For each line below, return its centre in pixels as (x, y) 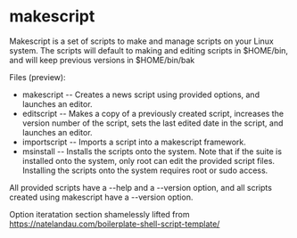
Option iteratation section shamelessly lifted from (99, 214)
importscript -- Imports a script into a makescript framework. (134, 142)
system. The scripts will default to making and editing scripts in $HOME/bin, (148, 50)
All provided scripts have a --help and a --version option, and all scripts (140, 187)
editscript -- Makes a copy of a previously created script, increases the (153, 113)
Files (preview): (37, 77)
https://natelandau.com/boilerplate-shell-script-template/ (115, 224)
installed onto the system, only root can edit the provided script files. (148, 160)
